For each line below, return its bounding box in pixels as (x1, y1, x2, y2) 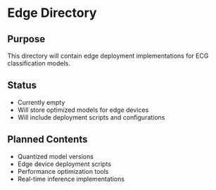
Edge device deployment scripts (17, 160, 111, 168)
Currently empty (17, 98, 65, 106)
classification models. (7, 59, 70, 68)
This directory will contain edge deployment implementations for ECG (7, 51, 209, 60)
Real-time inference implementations (17, 175, 125, 183)
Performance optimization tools (17, 167, 109, 175)
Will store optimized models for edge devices (17, 106, 149, 114)
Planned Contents (7, 134, 88, 146)
